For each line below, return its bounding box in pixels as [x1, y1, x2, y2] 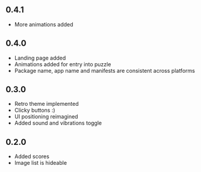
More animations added [14, 20, 73, 28]
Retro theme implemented [14, 100, 79, 108]
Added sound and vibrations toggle [14, 120, 102, 127]
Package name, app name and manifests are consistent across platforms [14, 67, 195, 74]
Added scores [14, 153, 49, 160]
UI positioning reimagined [14, 113, 79, 120]
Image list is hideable [14, 159, 67, 167]
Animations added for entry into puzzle [14, 60, 111, 68]
